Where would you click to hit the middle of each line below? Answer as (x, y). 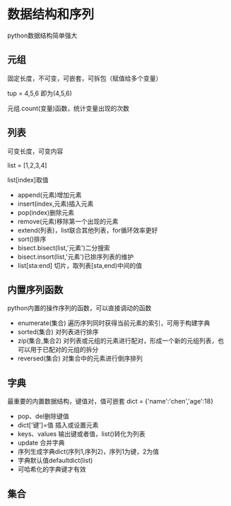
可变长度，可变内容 (35, 151)
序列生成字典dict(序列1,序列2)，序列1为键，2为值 (88, 452)
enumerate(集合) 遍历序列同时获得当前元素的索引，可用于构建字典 (114, 323)
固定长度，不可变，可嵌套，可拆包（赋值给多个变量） (85, 78)
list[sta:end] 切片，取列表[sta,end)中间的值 (80, 265)
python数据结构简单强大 (42, 35)
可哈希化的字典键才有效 (52, 469)
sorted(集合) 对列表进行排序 (58, 332)
